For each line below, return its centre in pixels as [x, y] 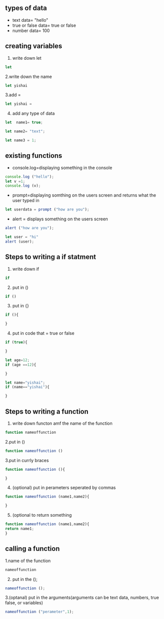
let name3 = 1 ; [21, 140]
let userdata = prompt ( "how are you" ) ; [47, 209]
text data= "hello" [30, 20]
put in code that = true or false [43, 333]
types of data [26, 8]
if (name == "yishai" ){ [27, 387]
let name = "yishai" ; [25, 382]
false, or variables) [24, 603]
